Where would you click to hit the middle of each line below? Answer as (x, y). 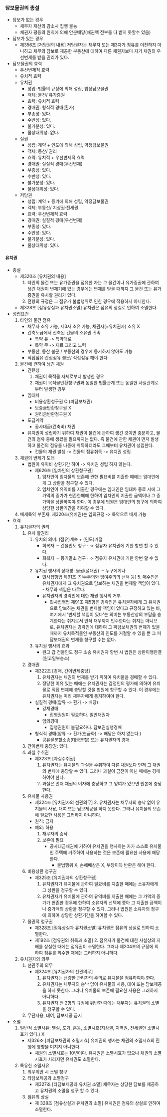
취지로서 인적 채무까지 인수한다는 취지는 (106, 620)
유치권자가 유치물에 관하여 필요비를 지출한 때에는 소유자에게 (100, 883)
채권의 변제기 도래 (37, 458)
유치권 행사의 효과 (52, 645)
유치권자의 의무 (35, 959)
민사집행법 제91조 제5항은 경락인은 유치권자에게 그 (98, 602)
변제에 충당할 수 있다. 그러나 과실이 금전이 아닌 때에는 (99, 771)
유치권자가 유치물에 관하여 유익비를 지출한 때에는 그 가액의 (99, 896)
